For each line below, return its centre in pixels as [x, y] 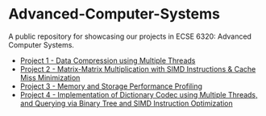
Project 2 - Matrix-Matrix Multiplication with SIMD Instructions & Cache [138, 68]
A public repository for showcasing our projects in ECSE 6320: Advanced [130, 36]
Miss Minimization [50, 77]
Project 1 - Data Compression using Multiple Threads [108, 60]
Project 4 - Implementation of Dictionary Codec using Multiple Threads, [139, 94]
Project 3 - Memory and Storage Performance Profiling [111, 86]
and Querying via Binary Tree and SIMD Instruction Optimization [127, 103]
